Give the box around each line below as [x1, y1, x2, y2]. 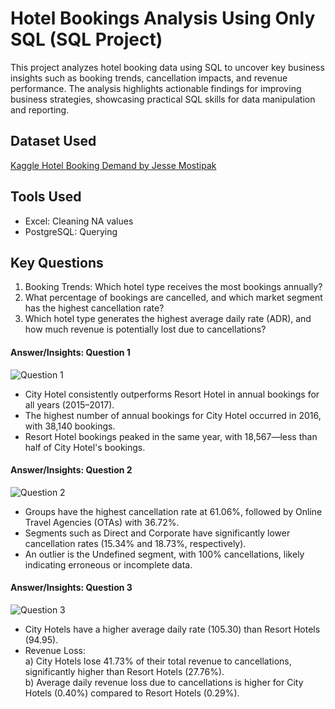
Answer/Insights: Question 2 [10, 464, 133, 476]
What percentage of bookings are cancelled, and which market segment [24, 292, 323, 304]
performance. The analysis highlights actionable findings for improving [10, 82, 302, 94]
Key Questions [10, 254, 104, 271]
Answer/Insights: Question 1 [10, 346, 131, 358]
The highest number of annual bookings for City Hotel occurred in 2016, [24, 409, 322, 421]
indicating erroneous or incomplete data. [24, 558, 193, 571]
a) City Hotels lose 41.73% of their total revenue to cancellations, [24, 655, 292, 667]
